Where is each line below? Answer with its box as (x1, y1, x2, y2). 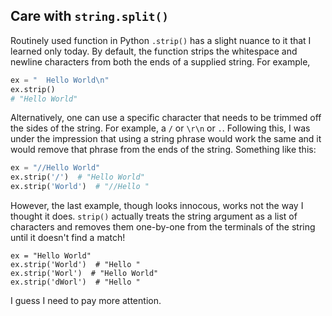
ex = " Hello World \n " (10, 75, 110, 85)
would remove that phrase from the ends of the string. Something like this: (10, 144, 317, 156)
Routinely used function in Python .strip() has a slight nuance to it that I (10, 34, 312, 46)
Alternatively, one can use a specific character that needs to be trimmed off (10, 112, 322, 124)
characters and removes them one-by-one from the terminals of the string (10, 221, 316, 233)
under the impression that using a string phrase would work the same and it (10, 133, 322, 145)
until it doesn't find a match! (10, 232, 126, 244)
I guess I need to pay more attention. (10, 295, 162, 307)
